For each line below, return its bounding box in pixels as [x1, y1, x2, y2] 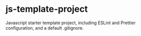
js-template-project [5, 3, 88, 15]
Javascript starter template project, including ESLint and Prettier [5, 20, 136, 26]
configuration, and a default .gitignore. [5, 25, 84, 31]
